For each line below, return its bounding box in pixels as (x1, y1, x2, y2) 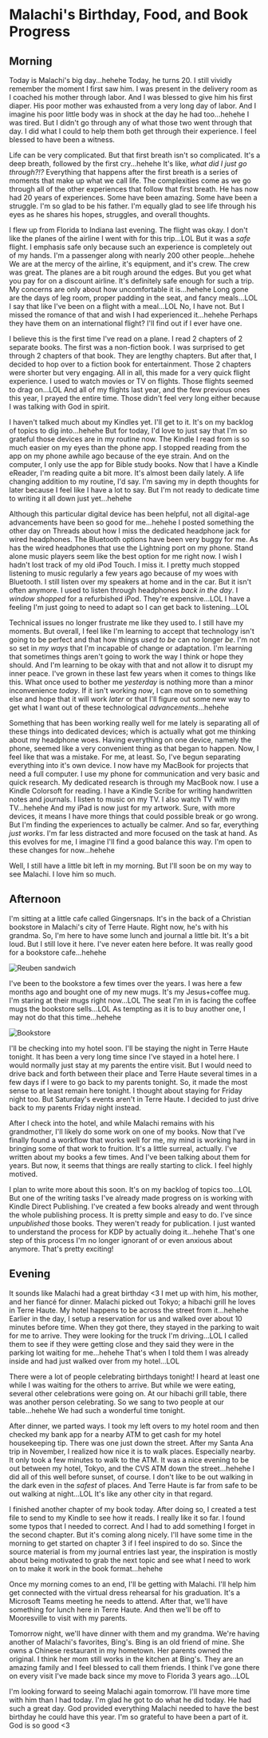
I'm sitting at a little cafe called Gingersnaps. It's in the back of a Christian (9, 913, 251, 923)
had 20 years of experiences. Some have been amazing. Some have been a (9, 193, 258, 202)
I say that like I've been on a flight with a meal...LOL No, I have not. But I (9, 302, 245, 311)
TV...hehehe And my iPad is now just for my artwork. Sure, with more (9, 803, 235, 812)
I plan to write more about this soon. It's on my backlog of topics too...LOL (9, 1184, 252, 1194)
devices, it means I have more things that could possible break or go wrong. (9, 812, 258, 821)
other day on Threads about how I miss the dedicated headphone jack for (9, 526, 250, 536)
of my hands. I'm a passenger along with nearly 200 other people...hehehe (9, 251, 255, 260)
